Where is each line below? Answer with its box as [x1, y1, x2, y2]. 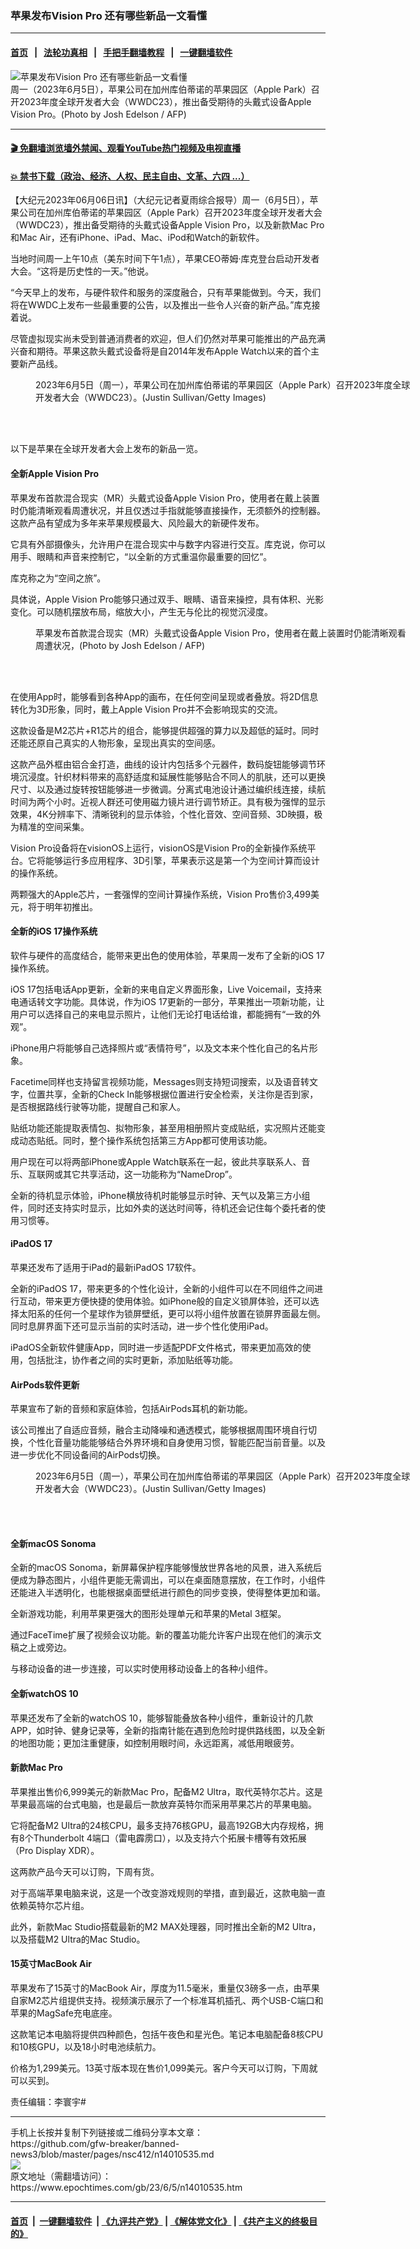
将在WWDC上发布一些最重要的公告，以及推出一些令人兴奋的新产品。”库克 [10, 299, 312, 311]
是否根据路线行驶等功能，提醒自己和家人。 [10, 1100, 186, 1112]
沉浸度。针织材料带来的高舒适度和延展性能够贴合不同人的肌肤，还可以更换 [18, 770, 326, 782]
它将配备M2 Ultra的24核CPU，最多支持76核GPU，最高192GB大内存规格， [10, 1819, 315, 1831]
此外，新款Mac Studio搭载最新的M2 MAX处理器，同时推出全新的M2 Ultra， [10, 1920, 322, 1932]
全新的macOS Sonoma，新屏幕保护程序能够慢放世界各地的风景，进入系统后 [10, 1562, 322, 1574]
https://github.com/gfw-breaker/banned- [10, 2137, 180, 2149]
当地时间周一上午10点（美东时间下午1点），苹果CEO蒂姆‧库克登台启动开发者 [10, 253, 320, 265]
